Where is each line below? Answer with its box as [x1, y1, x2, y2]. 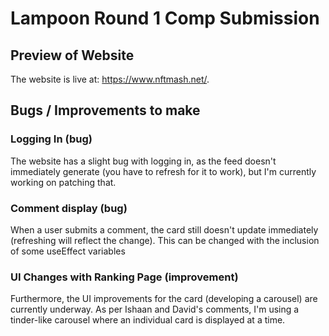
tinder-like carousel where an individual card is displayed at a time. [10, 314, 286, 326]
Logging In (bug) [10, 132, 93, 146]
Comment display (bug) [10, 201, 128, 215]
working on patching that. [10, 176, 117, 188]
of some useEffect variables [10, 245, 126, 257]
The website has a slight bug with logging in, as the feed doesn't [10, 155, 277, 167]
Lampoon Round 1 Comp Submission [10, 7, 320, 30]
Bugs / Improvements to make [10, 102, 201, 119]
